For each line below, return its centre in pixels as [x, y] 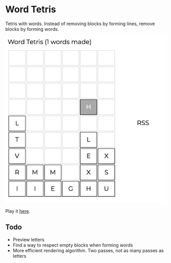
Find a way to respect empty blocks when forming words [73, 245]
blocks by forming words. [32, 29]
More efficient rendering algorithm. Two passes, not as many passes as [88, 250]
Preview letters [28, 239]
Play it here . [18, 211]
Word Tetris [31, 9]
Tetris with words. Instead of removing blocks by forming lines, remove [80, 24]
